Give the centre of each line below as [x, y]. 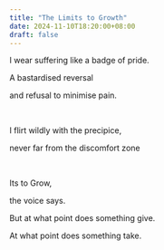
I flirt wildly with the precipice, [66, 130]
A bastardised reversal [51, 78]
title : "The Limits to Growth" [68, 18]
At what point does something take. [76, 236]
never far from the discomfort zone [75, 148]
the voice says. [38, 201]
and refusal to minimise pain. [63, 95]
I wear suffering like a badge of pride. [79, 61]
